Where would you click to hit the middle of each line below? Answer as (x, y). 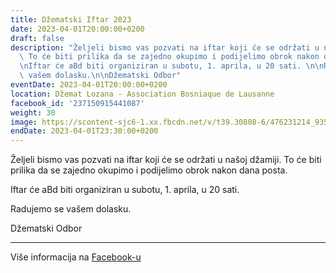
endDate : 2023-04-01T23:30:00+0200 (84, 131)
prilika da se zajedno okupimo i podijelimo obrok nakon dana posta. (149, 170)
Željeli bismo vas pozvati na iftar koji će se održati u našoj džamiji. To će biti (166, 160)
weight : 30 (33, 112)
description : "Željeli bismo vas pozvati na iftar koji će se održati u (165, 47)
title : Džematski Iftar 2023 (71, 19)
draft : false (37, 38)
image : (24, 122)
